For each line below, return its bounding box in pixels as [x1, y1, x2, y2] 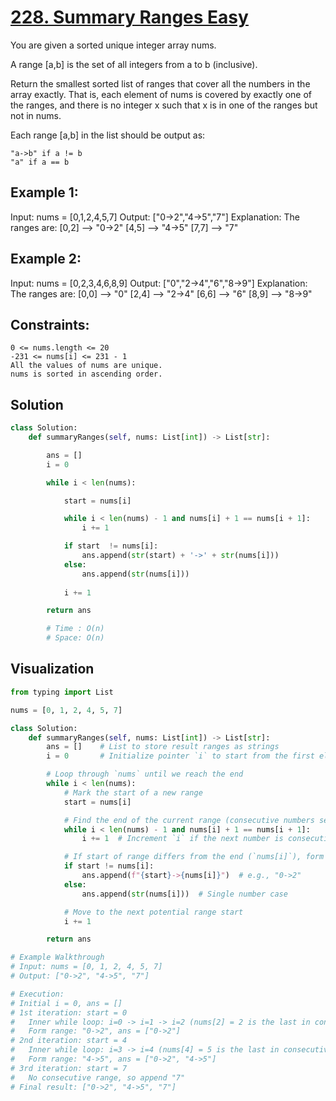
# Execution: [10, 989, 65, 999]
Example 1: [10, 184, 79, 201]
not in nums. [10, 109, 62, 121]
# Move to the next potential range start [63, 907, 244, 917]
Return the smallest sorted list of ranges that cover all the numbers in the [10, 77, 311, 90]
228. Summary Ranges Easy [10, 6, 249, 29]
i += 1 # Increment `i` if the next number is [81, 834, 284, 844]
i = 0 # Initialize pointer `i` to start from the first [46, 751, 315, 761]
